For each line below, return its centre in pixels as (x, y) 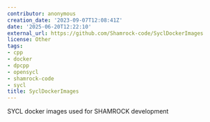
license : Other (29, 40)
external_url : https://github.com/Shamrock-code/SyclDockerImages (105, 33)
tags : (15, 46)
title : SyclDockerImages (43, 91)
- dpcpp (18, 66)
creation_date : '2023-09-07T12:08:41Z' (65, 20)
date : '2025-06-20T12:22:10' (49, 26)
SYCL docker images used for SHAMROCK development (88, 112)
